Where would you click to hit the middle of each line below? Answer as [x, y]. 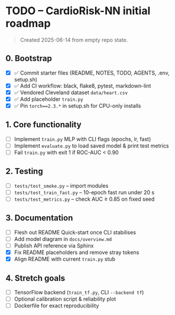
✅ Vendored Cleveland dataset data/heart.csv [71, 92]
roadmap [28, 23]
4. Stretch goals [35, 278]
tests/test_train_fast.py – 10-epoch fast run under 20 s [84, 192]
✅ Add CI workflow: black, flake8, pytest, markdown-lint [82, 86]
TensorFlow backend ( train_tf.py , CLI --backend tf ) [79, 292]
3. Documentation [39, 218]
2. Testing [24, 171]
